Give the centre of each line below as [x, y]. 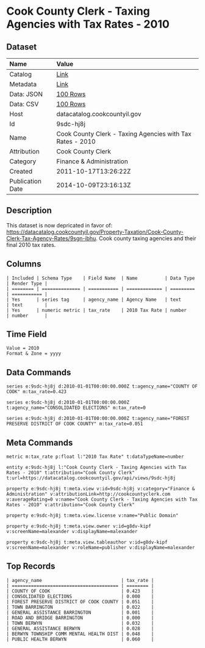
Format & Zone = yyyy [34, 354]
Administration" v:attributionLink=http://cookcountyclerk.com [88, 494]
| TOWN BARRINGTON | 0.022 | [80, 607]
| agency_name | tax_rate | [80, 580]
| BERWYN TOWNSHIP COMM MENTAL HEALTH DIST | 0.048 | [80, 634]
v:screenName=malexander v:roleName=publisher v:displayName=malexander [101, 548]
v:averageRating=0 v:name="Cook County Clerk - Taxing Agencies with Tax [102, 499]
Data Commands [39, 372]
